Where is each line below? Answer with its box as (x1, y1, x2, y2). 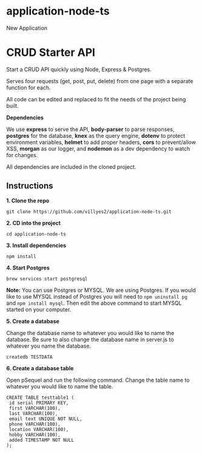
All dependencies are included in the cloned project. (6, 163, 137, 171)
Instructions (6, 181, 53, 191)
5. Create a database (6, 317, 59, 325)
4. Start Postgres (6, 264, 50, 271)
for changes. (6, 151, 38, 158)
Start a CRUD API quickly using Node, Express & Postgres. (6, 66, 152, 73)
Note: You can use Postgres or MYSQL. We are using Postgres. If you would (6, 286, 196, 294)
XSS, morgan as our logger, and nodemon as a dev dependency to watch (6, 144, 191, 152)
